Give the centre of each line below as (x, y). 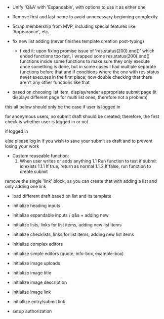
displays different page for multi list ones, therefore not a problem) (80, 97)
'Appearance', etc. (31, 31)
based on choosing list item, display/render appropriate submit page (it (84, 92)
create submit (34, 171)
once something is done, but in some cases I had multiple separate (88, 67)
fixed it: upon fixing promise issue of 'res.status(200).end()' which (87, 51)
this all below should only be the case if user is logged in (63, 107)
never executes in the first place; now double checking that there (86, 77)
